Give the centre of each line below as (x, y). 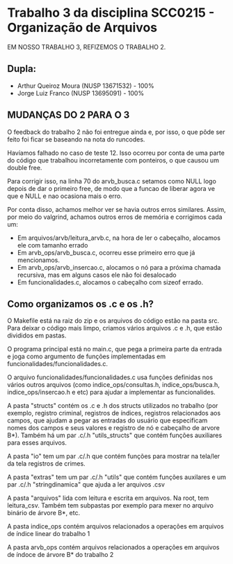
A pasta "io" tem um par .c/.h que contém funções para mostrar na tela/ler (114, 456)
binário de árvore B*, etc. (44, 513)
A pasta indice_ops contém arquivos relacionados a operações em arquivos (115, 526)
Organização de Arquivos (82, 28)
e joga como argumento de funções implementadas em (86, 356)
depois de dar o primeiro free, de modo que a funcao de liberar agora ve (111, 188)
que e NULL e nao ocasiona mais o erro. (65, 196)
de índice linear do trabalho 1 (49, 534)
